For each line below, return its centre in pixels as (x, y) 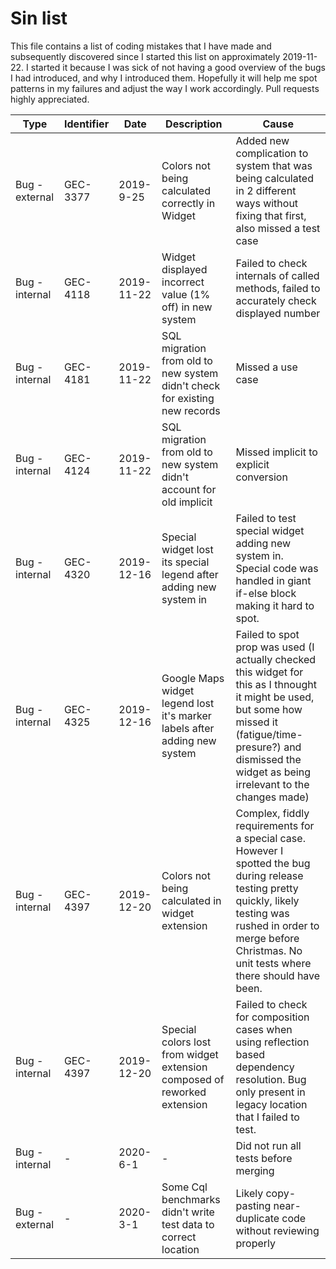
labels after (188, 728)
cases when (264, 1029)
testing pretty (267, 888)
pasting (253, 1205)
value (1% (186, 294)
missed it (256, 722)
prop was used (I (275, 647)
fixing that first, (271, 215)
